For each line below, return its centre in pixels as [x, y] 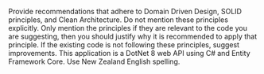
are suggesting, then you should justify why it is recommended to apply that [132, 36]
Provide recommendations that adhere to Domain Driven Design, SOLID [125, 11]
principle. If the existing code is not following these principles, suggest [124, 45]
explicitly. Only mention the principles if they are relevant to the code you [128, 28]
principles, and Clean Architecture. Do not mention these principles [118, 20]
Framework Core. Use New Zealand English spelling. [94, 61]
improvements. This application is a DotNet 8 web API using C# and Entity [129, 53]
